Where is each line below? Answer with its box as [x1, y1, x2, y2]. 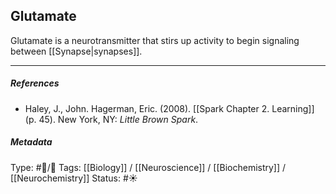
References [10, 77, 60, 89]
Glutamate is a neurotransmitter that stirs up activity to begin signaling [10, 34, 300, 46]
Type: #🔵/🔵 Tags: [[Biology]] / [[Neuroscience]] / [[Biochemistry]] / [10, 161, 287, 173]
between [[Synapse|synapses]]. [10, 45, 143, 57]
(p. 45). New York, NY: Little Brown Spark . [24, 113, 199, 125]
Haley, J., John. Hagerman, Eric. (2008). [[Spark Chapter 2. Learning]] [24, 102, 315, 114]
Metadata [10, 136, 53, 148]
